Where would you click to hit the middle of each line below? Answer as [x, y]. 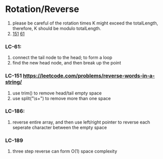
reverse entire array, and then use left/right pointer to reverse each [81, 122]
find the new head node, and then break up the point [67, 63]
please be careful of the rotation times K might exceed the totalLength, [85, 23]
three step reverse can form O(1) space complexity [65, 151]
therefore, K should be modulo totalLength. [57, 28]
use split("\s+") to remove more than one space [61, 98]
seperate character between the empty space [59, 127]
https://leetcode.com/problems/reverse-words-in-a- [89, 76]
